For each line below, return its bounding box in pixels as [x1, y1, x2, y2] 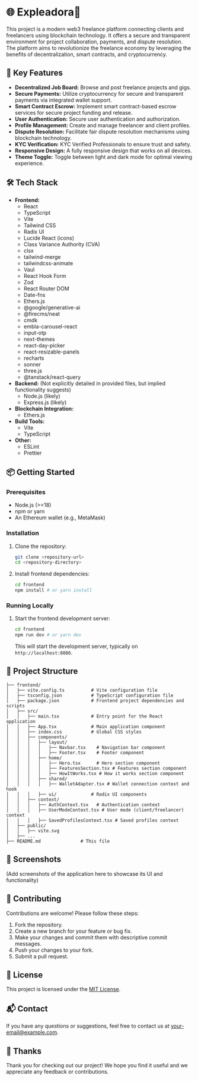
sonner [23, 361, 41, 368]
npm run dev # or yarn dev [14, 632, 82, 638]
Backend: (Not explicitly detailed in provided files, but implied [14, 380, 166, 387]
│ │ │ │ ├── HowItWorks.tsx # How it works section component [6, 770, 184, 776]
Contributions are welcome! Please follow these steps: [6, 910, 139, 917]
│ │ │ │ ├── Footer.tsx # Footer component [6, 750, 145, 756]
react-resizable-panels [23, 348, 80, 355]
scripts [6, 703, 25, 709]
